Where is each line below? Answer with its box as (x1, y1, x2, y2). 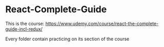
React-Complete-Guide (5, 4, 107, 15)
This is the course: (5, 20, 45, 27)
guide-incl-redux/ (5, 26, 43, 32)
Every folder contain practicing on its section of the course (5, 36, 130, 42)
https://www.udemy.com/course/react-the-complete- (45, 20, 159, 27)
